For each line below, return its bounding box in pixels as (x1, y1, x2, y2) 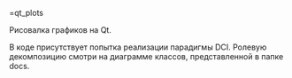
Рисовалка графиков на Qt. (9, 25, 112, 35)
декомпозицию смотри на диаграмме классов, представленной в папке (9, 51, 284, 61)
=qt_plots (9, 8, 44, 18)
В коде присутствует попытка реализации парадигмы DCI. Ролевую (9, 42, 267, 52)
